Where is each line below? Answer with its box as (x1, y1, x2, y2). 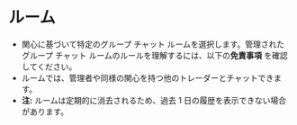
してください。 (21, 61, 77, 72)
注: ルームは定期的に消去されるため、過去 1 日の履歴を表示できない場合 (21, 94, 287, 105)
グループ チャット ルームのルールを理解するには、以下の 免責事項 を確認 (21, 49, 289, 60)
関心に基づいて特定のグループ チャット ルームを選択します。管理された (21, 39, 285, 49)
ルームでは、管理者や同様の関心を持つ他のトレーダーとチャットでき (21, 72, 274, 83)
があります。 (21, 106, 69, 117)
